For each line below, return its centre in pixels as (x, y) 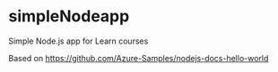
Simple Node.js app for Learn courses (78, 41)
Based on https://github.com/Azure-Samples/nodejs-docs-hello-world (139, 58)
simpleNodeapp (69, 16)
